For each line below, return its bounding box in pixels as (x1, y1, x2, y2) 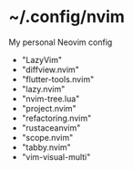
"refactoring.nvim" (21, 112, 92, 123)
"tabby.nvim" (21, 142, 72, 153)
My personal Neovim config (8, 37, 113, 48)
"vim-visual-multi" (21, 151, 91, 162)
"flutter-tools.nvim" (21, 73, 95, 84)
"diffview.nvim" (21, 64, 79, 75)
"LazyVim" (21, 54, 63, 65)
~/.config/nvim (8, 6, 125, 27)
